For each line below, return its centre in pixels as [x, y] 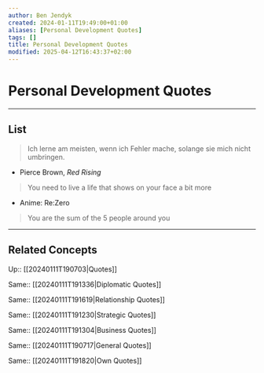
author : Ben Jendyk [40, 15]
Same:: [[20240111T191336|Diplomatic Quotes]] [85, 284]
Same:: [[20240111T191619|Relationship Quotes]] [86, 299]
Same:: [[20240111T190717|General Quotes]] [80, 345]
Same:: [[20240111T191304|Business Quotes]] [82, 330]
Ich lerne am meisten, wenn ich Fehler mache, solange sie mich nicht [139, 148]
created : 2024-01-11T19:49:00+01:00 [68, 23]
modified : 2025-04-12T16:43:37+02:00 [70, 52]
